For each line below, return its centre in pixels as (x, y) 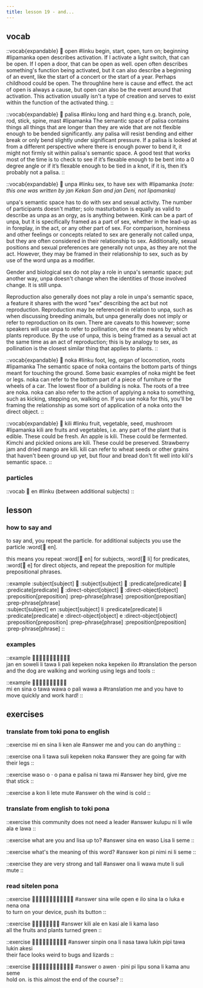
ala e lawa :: (21, 828)
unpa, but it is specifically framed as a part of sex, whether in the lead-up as (101, 222)
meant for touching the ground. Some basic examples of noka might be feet (101, 373)
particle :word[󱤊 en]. (32, 547)
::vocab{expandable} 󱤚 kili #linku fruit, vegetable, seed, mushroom (89, 424)
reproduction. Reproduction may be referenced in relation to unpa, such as (99, 310)
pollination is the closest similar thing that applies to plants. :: (82, 348)
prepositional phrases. (34, 572)
